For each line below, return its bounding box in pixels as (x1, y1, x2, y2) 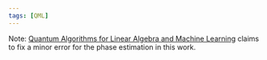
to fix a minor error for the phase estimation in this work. (8, 42, 197, 52)
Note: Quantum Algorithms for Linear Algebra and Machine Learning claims (8, 34, 260, 43)
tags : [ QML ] (8, 11, 49, 20)
